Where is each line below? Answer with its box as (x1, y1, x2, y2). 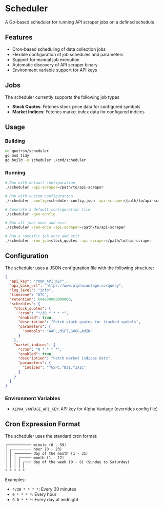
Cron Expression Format (5, 420, 81, 428)
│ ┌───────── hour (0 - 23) (5, 446, 62, 452)
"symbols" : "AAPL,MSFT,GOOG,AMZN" (22, 329, 93, 334)
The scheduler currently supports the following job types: (5, 94, 121, 100)
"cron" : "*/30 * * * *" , (18, 311, 69, 316)
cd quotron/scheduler (5, 148, 49, 154)
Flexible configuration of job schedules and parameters (12, 51, 123, 57)
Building (5, 137, 25, 144)
